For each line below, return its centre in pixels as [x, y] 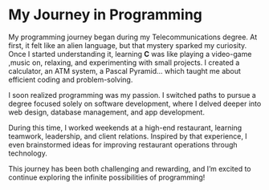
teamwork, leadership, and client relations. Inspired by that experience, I [128, 136]
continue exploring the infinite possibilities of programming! [107, 177]
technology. [28, 153]
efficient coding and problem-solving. [71, 79]
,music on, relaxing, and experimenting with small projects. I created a [124, 63]
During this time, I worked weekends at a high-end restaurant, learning [125, 127]
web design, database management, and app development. [106, 112]
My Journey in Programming [105, 15]
